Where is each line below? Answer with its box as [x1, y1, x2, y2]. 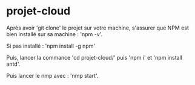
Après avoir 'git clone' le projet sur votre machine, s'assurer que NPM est [6, 24, 190, 31]
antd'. [6, 60, 21, 68]
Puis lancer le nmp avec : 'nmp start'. [6, 72, 99, 79]
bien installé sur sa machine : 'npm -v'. [6, 30, 103, 37]
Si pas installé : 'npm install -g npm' [6, 42, 96, 49]
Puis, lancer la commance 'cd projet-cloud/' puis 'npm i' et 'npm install [6, 54, 183, 61]
